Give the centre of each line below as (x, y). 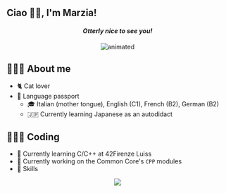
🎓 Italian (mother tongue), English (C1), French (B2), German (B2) (123, 104)
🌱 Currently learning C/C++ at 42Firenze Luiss (84, 154)
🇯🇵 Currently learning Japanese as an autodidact (100, 114)
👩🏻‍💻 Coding (33, 137)
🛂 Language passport (48, 96)
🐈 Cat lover (33, 86)
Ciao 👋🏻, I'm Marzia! (52, 13)
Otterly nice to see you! (118, 31)
